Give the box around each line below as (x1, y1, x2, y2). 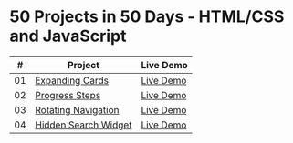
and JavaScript (9, 26, 127, 46)
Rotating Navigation (35, 103, 120, 116)
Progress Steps (35, 88, 101, 101)
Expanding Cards (35, 74, 110, 87)
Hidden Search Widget (35, 118, 132, 131)
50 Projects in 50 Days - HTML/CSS (9, 6, 285, 27)
